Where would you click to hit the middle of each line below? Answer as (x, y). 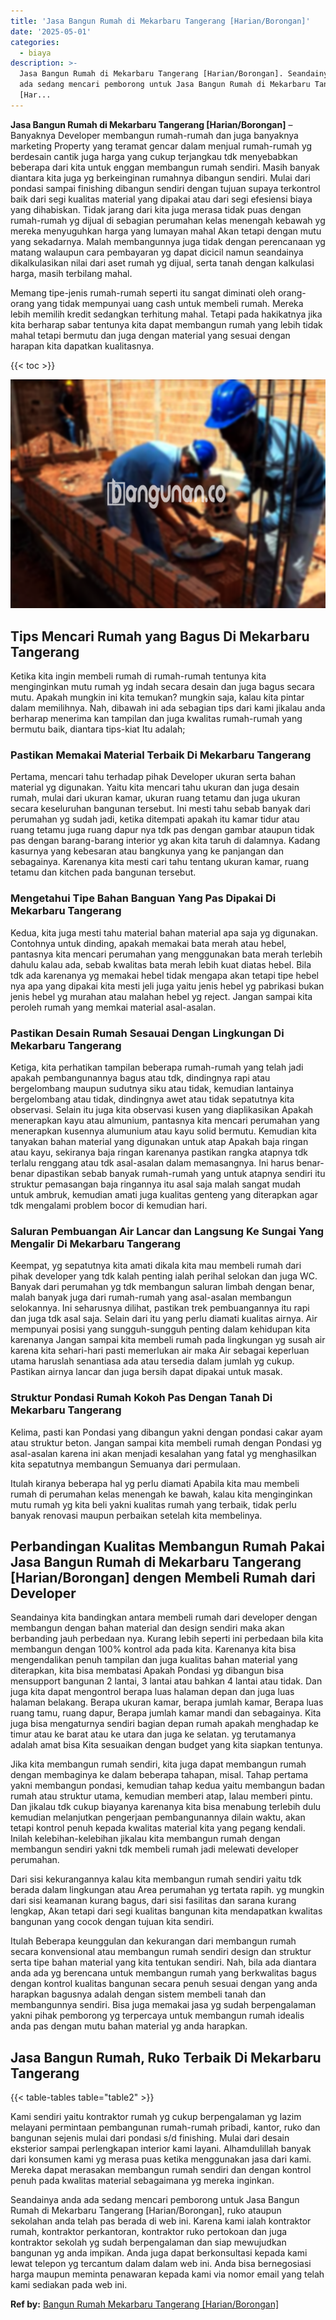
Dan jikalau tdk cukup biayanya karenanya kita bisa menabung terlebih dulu (166, 1807)
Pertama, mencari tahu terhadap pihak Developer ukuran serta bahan (153, 777)
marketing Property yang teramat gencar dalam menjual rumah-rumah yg (161, 146)
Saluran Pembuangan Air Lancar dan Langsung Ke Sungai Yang (167, 1231)
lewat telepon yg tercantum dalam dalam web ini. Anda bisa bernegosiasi (161, 2264)
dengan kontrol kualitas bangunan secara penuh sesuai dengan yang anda (164, 1984)
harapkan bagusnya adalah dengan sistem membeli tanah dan (138, 1994)
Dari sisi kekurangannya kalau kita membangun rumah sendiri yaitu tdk (156, 1879)
